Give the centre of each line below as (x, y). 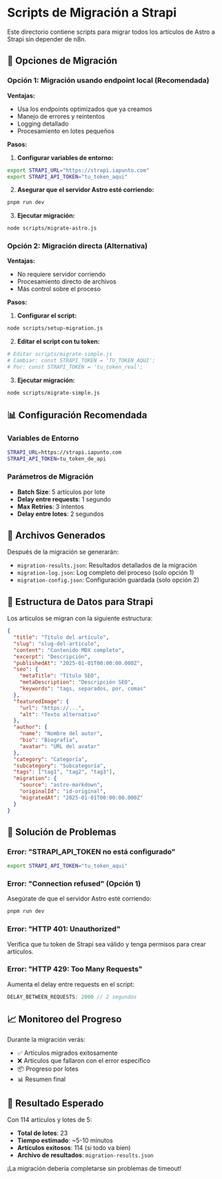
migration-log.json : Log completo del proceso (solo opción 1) (105, 573)
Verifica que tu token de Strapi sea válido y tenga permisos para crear (107, 944)
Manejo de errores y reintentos (61, 116)
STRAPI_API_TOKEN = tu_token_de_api (57, 459)
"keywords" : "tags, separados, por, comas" (83, 689)
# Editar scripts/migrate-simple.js (60, 354)
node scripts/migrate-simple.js (53, 393)
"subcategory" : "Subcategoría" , (60, 766)
